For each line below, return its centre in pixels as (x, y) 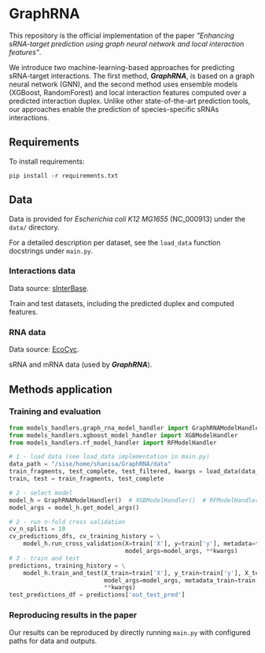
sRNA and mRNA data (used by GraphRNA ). (81, 365)
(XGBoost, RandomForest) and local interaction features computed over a (128, 92)
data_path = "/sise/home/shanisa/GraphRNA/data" (90, 464)
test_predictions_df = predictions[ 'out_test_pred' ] (97, 595)
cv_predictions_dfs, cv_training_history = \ (85, 537)
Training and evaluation (55, 411)
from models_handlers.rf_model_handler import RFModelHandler (113, 443)
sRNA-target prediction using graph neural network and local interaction (127, 43)
